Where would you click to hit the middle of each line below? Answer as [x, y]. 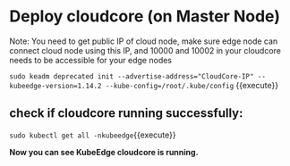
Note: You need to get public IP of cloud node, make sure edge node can [144, 41]
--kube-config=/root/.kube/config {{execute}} [192, 85]
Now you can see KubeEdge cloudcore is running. [104, 152]
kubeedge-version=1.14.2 [55, 86]
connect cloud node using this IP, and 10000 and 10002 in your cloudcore [145, 50]
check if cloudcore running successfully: [126, 113]
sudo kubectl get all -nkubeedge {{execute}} [93, 135]
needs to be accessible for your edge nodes [91, 60]
